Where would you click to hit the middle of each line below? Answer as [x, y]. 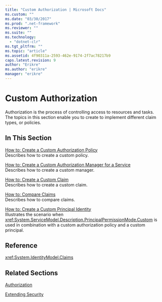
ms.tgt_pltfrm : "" [24, 46]
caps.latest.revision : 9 [30, 60]
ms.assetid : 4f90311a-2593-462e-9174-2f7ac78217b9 [58, 56]
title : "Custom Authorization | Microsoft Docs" [56, 10]
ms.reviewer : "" [22, 28]
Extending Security [24, 295]
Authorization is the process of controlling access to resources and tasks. [80, 112]
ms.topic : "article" [26, 51]
